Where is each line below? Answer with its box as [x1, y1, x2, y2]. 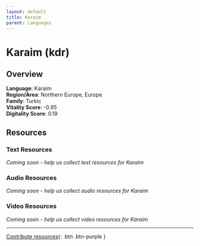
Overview [6, 69, 43, 79]
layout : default [6, 8, 46, 15]
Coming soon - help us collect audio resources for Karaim [6, 187, 149, 194]
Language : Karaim [6, 85, 52, 92]
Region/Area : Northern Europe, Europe [6, 91, 102, 98]
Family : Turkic [6, 98, 42, 105]
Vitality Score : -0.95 [6, 104, 57, 111]
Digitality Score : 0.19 [6, 110, 58, 117]
